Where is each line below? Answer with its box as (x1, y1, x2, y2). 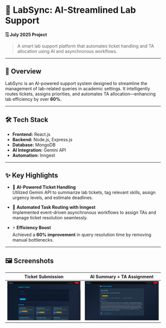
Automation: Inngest (12, 152, 55, 158)
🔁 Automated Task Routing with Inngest (12, 205, 96, 210)
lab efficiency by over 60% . (5, 96, 62, 102)
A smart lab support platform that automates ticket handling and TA (17, 43, 154, 49)
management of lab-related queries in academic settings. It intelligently (5, 85, 150, 91)
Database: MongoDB (12, 142, 56, 148)
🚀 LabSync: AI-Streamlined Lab (5, 4, 136, 16)
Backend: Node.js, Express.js (12, 136, 73, 142)
